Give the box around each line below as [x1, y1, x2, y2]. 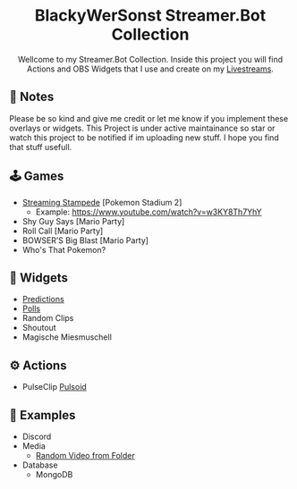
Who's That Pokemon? [21, 244, 106, 255]
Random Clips [21, 313, 74, 324]
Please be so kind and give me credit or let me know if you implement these [9, 113, 289, 123]
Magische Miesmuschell [21, 332, 112, 342]
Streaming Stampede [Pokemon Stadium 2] [21, 197, 182, 207]
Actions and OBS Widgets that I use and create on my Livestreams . [26, 63, 275, 74]
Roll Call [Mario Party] [21, 225, 104, 236]
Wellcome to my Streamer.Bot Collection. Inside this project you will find [17, 54, 284, 64]
